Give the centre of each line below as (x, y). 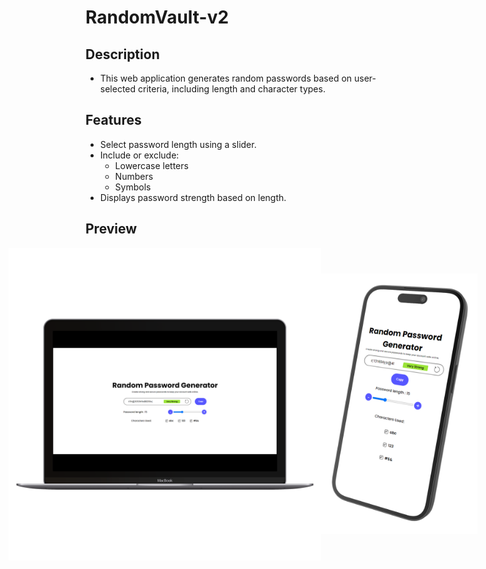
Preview (111, 229)
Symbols (133, 187)
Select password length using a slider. (178, 144)
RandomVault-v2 (157, 17)
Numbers (134, 176)
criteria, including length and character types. (232, 89)
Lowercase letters (151, 165)
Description (122, 54)
